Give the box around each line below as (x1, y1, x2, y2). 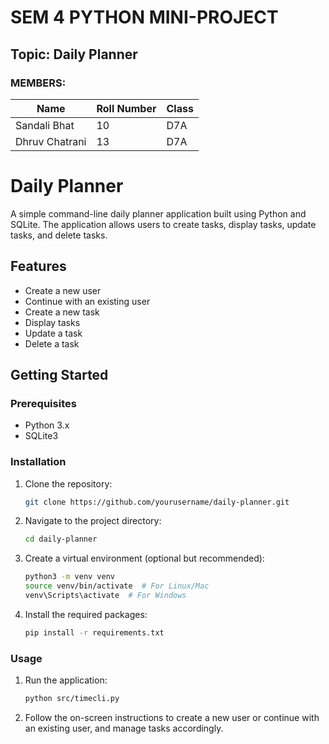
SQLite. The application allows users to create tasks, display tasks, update (10, 218, 317, 230)
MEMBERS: (10, 76, 67, 90)
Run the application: (24, 674, 108, 686)
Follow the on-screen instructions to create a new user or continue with (24, 712, 320, 724)
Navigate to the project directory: (24, 515, 162, 527)
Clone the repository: (24, 477, 113, 490)
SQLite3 (24, 430, 59, 442)
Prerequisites (10, 396, 77, 410)
